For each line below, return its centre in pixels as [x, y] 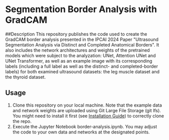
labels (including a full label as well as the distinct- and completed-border [81, 66]
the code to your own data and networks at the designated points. [81, 132]
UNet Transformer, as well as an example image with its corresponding [79, 61]
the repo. [22, 121]
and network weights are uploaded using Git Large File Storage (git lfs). [87, 110]
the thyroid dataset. [25, 77]
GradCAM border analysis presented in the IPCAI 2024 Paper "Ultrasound [82, 39]
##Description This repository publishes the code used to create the [76, 34]
